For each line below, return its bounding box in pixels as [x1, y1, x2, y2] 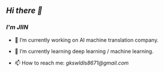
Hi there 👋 [6, 6, 43, 16]
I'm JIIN [6, 23, 29, 31]
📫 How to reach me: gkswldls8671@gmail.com [14, 59, 129, 66]
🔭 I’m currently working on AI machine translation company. [14, 36, 159, 44]
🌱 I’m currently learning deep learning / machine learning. [14, 48, 154, 55]
